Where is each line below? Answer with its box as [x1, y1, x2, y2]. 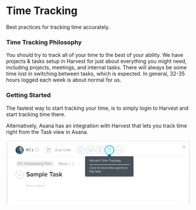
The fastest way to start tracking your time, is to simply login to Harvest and [6, 104, 189, 111]
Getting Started [6, 91, 51, 99]
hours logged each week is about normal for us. [6, 76, 122, 83]
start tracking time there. [6, 110, 66, 118]
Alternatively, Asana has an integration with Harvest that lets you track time [6, 122, 187, 129]
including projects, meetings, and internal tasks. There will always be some [6, 64, 187, 71]
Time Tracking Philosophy [6, 38, 82, 46]
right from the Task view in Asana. [6, 128, 89, 136]
